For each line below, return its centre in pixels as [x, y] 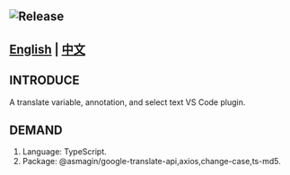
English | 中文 [48, 49]
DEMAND [36, 130]
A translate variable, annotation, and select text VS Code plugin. [127, 102]
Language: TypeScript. [65, 152]
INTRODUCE [44, 80]
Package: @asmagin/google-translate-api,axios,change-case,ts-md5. [151, 162]
